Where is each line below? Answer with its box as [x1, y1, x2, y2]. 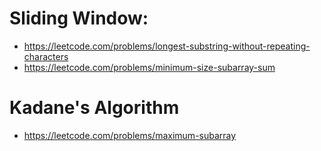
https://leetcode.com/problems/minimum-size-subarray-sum [23, 61, 276, 73]
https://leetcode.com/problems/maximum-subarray [23, 129, 237, 141]
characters [23, 50, 69, 62]
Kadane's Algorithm [9, 97, 180, 119]
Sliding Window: [9, 7, 149, 30]
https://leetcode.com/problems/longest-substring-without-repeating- [23, 40, 311, 52]
